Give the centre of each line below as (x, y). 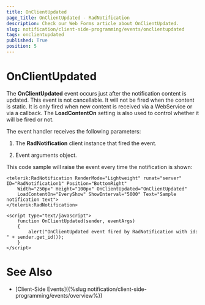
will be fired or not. (30, 119)
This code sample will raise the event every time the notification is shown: (99, 167)
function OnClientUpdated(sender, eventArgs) (76, 221)
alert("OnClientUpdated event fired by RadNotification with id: (114, 232)
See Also (29, 272)
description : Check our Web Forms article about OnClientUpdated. (93, 23)
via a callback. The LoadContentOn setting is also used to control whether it (102, 113)
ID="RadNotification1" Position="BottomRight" (67, 183)
